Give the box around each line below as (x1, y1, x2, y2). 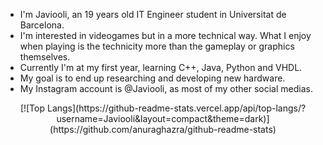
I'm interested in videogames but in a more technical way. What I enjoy (19, 30, 312, 41)
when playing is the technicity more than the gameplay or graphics (19, 40, 295, 52)
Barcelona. (19, 19, 65, 31)
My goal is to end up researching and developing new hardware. (19, 72, 286, 84)
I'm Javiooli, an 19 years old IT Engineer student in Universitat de (19, 9, 287, 20)
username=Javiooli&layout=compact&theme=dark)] (56, 113, 270, 124)
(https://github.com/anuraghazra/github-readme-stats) (49, 124, 277, 135)
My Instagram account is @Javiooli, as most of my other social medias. (19, 83, 313, 94)
